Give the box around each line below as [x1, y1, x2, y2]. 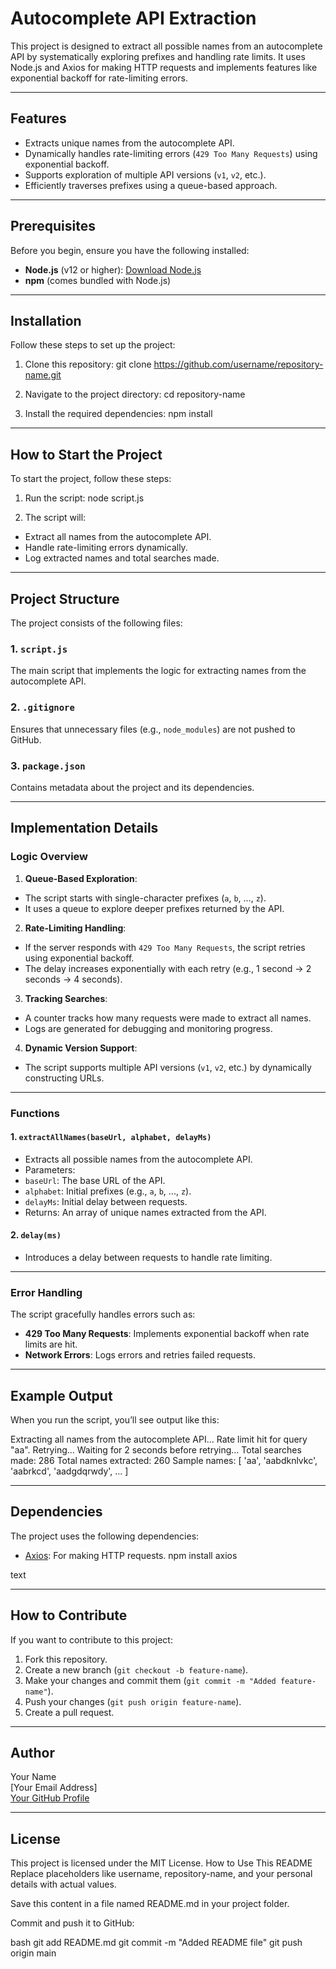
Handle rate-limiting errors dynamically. [24, 542, 188, 554]
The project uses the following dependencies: [10, 1530, 200, 1542]
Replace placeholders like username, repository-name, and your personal [10, 1868, 313, 1880]
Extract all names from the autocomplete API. [24, 531, 212, 543]
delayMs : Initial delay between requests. [24, 1195, 188, 1207]
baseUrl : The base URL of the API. [24, 1174, 166, 1186]
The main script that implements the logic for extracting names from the [10, 665, 307, 677]
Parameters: [24, 1163, 76, 1176]
